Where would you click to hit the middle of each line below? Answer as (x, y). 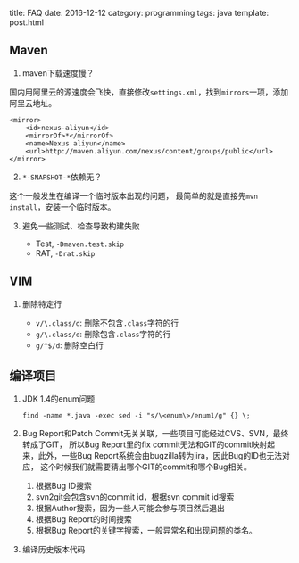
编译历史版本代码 (54, 550)
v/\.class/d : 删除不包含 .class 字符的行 (107, 323)
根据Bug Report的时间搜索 (83, 519)
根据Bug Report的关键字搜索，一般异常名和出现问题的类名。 (146, 531)
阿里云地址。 (33, 103)
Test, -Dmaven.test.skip (80, 244)
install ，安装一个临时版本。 (62, 207)
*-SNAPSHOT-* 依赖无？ (62, 177)
